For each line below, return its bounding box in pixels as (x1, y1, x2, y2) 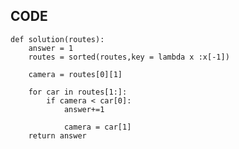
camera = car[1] (63, 122, 132, 132)
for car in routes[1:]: (28, 87, 128, 97)
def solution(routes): (10, 34, 105, 44)
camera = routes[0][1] (28, 69, 123, 79)
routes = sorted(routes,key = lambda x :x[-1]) (28, 52, 230, 62)
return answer (28, 130, 87, 141)
